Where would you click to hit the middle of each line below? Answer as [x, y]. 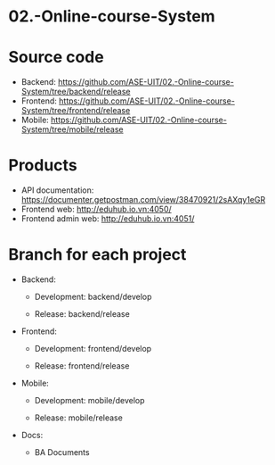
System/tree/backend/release [76, 92]
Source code [56, 58]
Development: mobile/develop [89, 400]
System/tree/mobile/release [72, 129]
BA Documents [62, 452]
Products [43, 166]
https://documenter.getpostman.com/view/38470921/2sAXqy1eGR [143, 200]
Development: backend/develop [93, 297]
